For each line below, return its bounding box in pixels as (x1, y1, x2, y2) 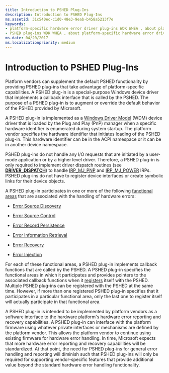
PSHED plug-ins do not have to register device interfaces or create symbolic (5, 172, 163, 178)
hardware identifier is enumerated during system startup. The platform (5, 125, 151, 131)
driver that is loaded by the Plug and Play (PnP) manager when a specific (5, 120, 157, 126)
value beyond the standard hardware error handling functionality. (5, 361, 140, 367)
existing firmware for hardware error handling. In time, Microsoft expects (5, 335, 156, 341)
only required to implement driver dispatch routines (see (5, 162, 122, 168)
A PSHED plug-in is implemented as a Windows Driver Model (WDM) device (5, 115, 162, 121)
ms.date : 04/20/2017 (5, 36, 49, 41)
